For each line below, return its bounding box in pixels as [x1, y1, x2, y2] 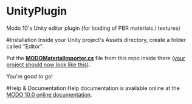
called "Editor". [6, 43, 44, 50]
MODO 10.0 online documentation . [6, 91, 92, 98]
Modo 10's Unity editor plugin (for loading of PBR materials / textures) [6, 24, 180, 32]
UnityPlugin [6, 4, 67, 18]
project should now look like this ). [6, 61, 91, 68]
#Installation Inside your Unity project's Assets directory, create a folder [6, 36, 187, 43]
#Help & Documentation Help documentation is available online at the [6, 84, 180, 92]
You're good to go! [6, 72, 53, 80]
